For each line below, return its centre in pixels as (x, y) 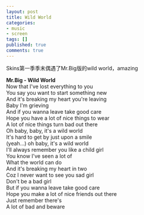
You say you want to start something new (57, 92)
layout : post (22, 12)
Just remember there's (34, 200)
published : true (26, 45)
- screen (17, 34)
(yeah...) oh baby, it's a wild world (47, 143)
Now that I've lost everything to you (49, 86)
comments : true (25, 51)
